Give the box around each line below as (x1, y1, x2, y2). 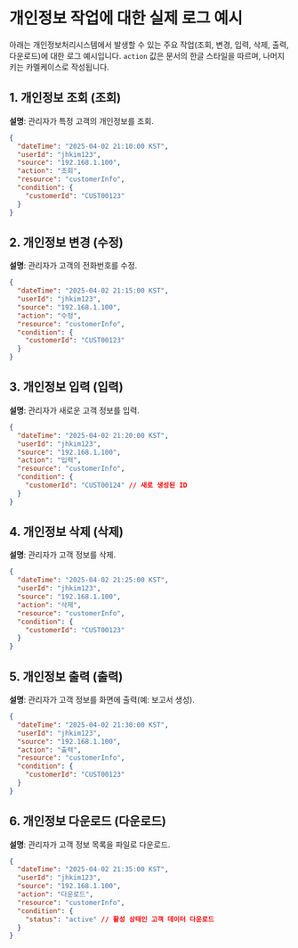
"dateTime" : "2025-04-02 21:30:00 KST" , (17, 720, 169, 730)
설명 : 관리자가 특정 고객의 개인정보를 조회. (9, 115, 154, 126)
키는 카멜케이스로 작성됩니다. (9, 62, 109, 72)
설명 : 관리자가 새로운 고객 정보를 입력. (9, 405, 140, 416)
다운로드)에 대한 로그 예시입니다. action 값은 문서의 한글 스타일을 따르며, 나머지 (9, 50, 285, 61)
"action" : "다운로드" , (17, 890, 94, 899)
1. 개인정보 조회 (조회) (9, 90, 122, 105)
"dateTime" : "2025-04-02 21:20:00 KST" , (17, 431, 169, 440)
